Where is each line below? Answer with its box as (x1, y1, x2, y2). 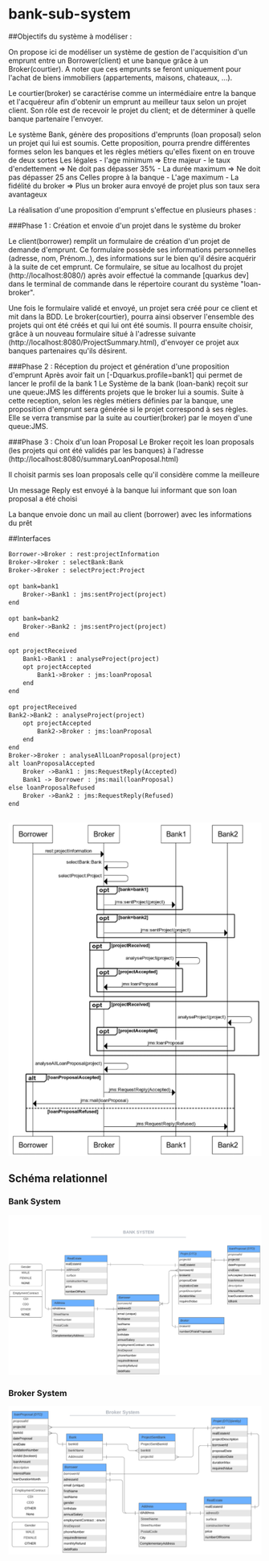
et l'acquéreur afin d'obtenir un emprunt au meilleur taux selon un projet (8, 97, 247, 106)
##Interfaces (8, 533, 51, 543)
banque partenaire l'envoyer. (8, 114, 104, 123)
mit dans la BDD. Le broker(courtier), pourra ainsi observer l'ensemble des (8, 312, 255, 321)
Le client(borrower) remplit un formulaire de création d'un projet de (8, 236, 230, 246)
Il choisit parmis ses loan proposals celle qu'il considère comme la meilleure (8, 469, 259, 479)
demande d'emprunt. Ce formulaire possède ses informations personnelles (8, 245, 257, 254)
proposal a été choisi (8, 493, 78, 503)
